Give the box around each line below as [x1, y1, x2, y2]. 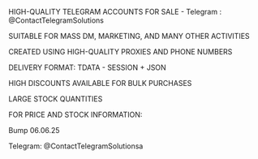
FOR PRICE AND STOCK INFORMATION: [8, 110, 143, 119]
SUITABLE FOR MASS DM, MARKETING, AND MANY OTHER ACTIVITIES [8, 32, 250, 41]
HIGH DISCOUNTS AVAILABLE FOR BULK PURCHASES [8, 79, 192, 88]
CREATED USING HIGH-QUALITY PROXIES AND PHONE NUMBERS [8, 47, 233, 56]
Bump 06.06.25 [8, 126, 60, 135]
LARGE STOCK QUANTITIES [8, 94, 103, 104]
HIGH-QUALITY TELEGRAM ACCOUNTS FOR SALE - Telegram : [8, 7, 221, 16]
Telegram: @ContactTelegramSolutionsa [8, 141, 144, 151]
